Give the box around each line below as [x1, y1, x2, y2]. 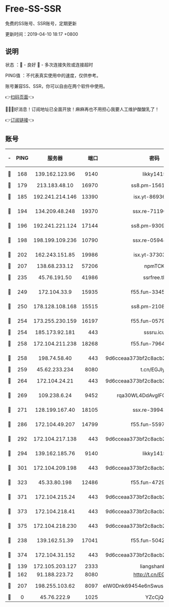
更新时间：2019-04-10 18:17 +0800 [5, 31, 78, 37]
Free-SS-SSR [5, 3, 61, 15]
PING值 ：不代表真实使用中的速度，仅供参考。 [5, 72, 101, 78]
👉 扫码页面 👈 [5, 94, 34, 100]
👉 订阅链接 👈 [5, 117, 34, 123]
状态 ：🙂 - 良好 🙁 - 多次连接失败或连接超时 [5, 62, 93, 68]
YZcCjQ [145, 593, 164, 600]
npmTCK [144, 262, 165, 269]
